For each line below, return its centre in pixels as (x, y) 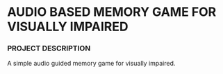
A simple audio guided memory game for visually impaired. (91, 64)
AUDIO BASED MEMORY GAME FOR (112, 12)
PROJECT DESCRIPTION (49, 48)
